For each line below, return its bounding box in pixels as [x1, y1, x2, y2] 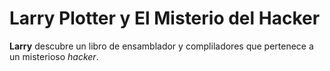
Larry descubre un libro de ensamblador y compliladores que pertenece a [9, 40, 314, 52]
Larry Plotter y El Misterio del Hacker [9, 7, 321, 30]
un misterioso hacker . [9, 50, 99, 62]
